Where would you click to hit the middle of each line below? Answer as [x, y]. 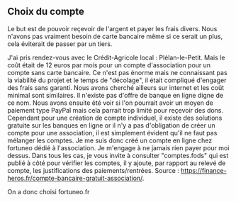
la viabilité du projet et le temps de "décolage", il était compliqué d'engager [117, 80]
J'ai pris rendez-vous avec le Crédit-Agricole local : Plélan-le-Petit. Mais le [116, 57]
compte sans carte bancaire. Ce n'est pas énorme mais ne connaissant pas [118, 72]
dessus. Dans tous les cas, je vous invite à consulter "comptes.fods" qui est [118, 155]
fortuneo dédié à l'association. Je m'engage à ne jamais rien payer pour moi [118, 147]
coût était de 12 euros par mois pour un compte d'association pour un [109, 65]
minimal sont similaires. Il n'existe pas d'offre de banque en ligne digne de [116, 95]
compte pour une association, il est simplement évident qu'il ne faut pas [112, 133]
